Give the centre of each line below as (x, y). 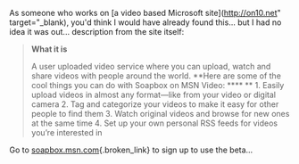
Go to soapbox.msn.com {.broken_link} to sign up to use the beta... (131, 150)
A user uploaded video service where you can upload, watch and (151, 66)
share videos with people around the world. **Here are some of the (156, 76)
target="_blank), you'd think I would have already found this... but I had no (145, 22)
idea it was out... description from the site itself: (97, 32)
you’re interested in (66, 132)
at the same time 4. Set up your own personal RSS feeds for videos (154, 123)
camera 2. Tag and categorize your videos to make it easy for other (155, 104)
